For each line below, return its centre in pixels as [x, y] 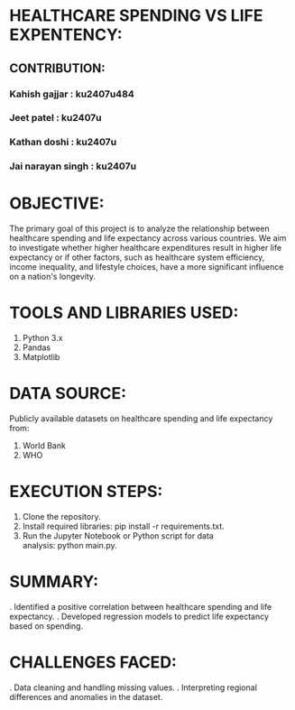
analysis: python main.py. [69, 546]
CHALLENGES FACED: [93, 663]
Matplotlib [41, 357]
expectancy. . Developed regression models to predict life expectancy [139, 616]
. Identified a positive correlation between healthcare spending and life [141, 606]
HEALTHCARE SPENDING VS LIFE [136, 16]
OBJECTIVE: [57, 203]
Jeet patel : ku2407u [55, 118]
